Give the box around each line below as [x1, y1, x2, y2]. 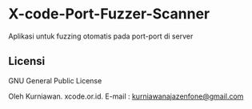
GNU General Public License [8, 75, 102, 85]
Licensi [8, 54, 46, 68]
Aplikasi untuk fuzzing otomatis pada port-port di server [8, 31, 194, 41]
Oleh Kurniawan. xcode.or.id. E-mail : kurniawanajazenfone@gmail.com [8, 91, 244, 101]
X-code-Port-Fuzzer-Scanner [8, 5, 210, 23]
